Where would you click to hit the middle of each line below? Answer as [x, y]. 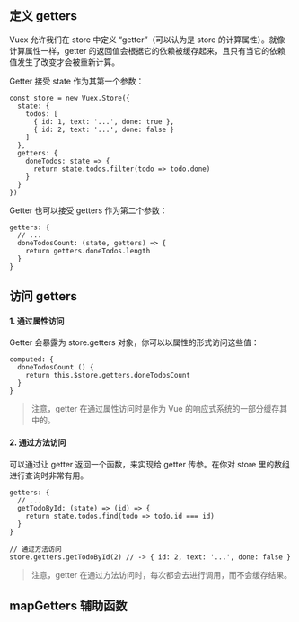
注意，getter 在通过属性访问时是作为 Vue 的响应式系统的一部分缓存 [155, 409]
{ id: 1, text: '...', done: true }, [104, 121]
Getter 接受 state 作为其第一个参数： [77, 81]
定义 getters [44, 16]
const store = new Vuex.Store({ [70, 98]
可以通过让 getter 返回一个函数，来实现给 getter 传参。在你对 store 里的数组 [149, 464]
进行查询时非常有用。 [48, 475]
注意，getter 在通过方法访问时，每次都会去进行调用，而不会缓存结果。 [161, 574]
